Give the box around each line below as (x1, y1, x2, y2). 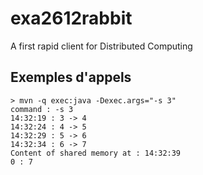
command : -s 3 (10, 104, 74, 114)
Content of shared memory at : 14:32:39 (10, 148, 182, 158)
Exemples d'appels (10, 69, 132, 86)
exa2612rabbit (10, 7, 133, 30)
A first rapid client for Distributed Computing (10, 40, 193, 52)
